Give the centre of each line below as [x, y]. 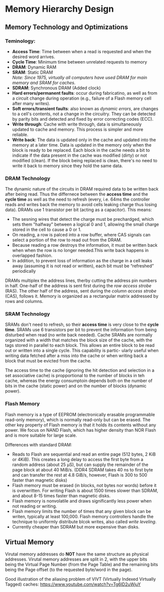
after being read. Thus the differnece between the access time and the [77, 194]
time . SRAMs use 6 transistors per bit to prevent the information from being [81, 330]
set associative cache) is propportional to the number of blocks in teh [75, 376]
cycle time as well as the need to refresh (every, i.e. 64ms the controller [78, 199]
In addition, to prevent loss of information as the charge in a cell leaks [82, 261]
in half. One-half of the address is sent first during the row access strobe [78, 286]
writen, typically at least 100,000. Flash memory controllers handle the [83, 516]
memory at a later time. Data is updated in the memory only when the [82, 145]
